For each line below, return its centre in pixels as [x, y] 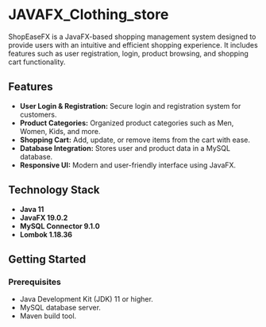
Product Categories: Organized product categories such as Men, [127, 123]
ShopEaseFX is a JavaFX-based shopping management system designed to [132, 37]
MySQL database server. [60, 308]
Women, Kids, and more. [60, 131]
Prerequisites [35, 282]
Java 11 [32, 209]
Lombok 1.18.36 [46, 234]
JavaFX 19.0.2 [44, 217]
